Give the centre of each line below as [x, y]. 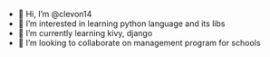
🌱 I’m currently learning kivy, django [85, 33]
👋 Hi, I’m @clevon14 [55, 14]
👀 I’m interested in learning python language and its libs [121, 24]
